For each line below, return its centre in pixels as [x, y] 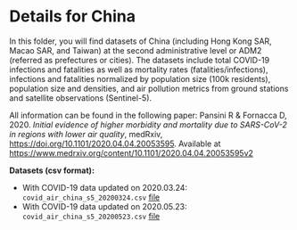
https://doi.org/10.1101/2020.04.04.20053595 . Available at [115, 144]
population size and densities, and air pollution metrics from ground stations [149, 88]
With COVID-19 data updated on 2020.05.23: [104, 206]
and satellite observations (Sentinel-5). [81, 98]
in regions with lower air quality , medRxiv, [86, 134]
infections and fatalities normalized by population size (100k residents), [140, 78]
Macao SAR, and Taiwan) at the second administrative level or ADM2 [136, 50]
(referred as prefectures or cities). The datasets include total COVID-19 [140, 60]
